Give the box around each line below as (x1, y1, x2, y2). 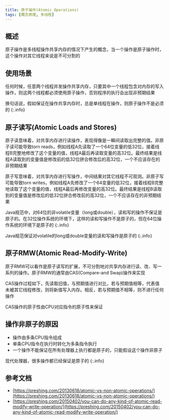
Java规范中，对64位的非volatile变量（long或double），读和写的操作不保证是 (5, 209, 162, 215)
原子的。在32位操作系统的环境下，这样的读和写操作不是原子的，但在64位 (5, 215, 157, 221)
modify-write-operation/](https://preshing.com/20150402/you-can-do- (12, 404, 160, 410)
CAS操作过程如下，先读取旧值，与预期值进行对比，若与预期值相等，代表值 (5, 280, 160, 286)
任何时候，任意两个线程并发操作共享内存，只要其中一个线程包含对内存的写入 (5, 83, 164, 89)
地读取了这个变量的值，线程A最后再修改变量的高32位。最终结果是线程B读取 (5, 185, 162, 192)
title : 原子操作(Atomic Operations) (5, 7, 79, 13)
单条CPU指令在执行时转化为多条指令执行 (12, 341, 97, 347)
